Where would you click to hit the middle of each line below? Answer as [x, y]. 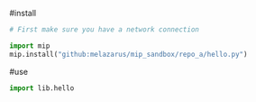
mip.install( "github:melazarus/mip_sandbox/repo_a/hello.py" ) [128, 54]
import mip [30, 46]
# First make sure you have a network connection [105, 30]
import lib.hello [42, 88]
